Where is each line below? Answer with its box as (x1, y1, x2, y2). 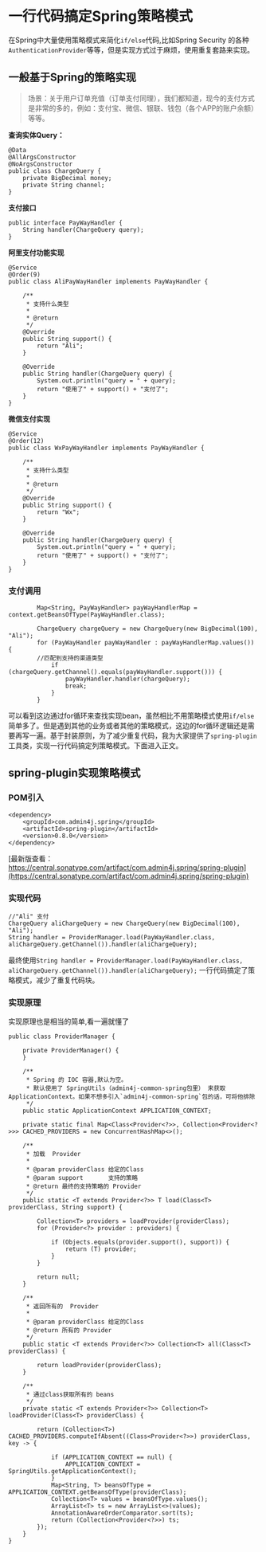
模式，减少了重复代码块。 (14, 975, 100, 985)
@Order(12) (8, 437, 45, 445)
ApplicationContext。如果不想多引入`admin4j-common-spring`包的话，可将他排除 (8, 1093, 256, 1101)
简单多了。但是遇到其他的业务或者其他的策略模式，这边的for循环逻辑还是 (8, 721, 248, 731)
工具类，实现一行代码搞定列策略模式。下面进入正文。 (8, 741, 183, 751)
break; (65, 682, 88, 690)
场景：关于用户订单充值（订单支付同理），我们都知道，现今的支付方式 (27, 93, 255, 103)
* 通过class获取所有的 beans (25, 1391, 115, 1399)
